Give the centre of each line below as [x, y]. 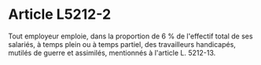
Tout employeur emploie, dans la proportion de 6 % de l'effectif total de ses [130, 36]
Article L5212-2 [60, 14]
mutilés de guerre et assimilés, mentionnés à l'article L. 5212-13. [112, 52]
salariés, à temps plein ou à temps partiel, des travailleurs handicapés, [122, 44]
